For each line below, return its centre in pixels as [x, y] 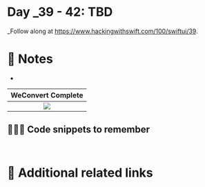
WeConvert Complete [47, 95]
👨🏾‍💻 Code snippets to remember [79, 129]
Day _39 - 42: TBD [60, 12]
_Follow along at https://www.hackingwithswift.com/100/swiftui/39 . [102, 31]
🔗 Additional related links [80, 173]
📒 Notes [30, 59]
